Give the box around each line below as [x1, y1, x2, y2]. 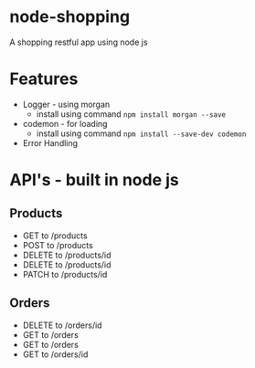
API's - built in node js [9, 170, 180, 191]
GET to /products [22, 230, 89, 241]
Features [9, 68, 79, 89]
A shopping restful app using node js [9, 37, 148, 47]
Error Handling [22, 137, 79, 148]
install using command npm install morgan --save [36, 108, 227, 120]
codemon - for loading [22, 118, 108, 129]
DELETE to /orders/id [22, 320, 102, 331]
